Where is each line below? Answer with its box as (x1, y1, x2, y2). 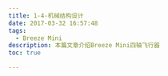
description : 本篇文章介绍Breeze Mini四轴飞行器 (8, 42, 160, 50)
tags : (8, 26, 26, 34)
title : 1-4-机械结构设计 (8, 11, 84, 20)
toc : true (8, 49, 42, 57)
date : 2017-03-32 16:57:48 (8, 19, 98, 27)
